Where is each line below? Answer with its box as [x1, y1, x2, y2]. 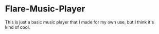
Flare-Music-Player [5, 3, 86, 14]
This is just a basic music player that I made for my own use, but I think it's [5, 19, 154, 25]
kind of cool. [5, 24, 30, 30]
